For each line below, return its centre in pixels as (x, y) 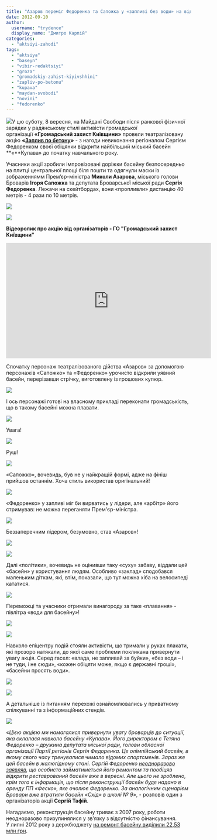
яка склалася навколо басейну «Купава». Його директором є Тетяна (93, 738)
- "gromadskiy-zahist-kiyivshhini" (55, 77)
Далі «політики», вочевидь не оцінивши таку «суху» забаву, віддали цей (97, 565)
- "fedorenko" (28, 104)
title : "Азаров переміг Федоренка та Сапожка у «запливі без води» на (94, 11)
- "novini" (25, 98)
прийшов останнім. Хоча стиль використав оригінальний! (78, 480)
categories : (20, 39)
